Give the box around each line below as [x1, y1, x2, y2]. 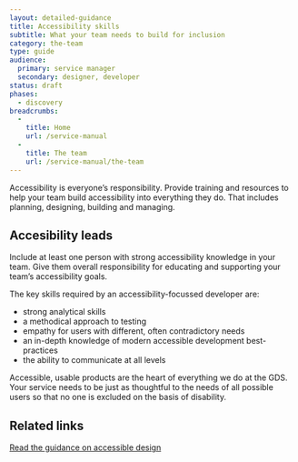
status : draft [9, 81, 64, 90]
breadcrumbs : [9, 106, 59, 115]
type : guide [9, 47, 55, 56]
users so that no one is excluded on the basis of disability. [9, 392, 227, 403]
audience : [9, 55, 47, 65]
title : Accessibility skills [9, 22, 120, 31]
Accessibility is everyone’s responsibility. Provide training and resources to [9, 182, 289, 193]
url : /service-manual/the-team [25, 156, 144, 166]
